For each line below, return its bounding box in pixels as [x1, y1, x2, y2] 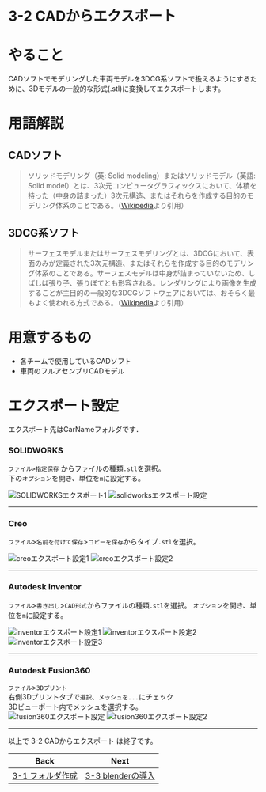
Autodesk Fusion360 [8, 665, 91, 676]
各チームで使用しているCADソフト [19, 356, 132, 366]
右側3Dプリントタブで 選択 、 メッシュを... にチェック [8, 692, 174, 701]
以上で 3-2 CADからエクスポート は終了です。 [8, 737, 158, 745]
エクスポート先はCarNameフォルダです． [8, 424, 143, 434]
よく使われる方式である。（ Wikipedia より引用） [34, 297, 188, 307]
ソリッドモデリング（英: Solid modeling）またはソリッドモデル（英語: [27, 171, 256, 180]
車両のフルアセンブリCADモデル [19, 366, 125, 376]
